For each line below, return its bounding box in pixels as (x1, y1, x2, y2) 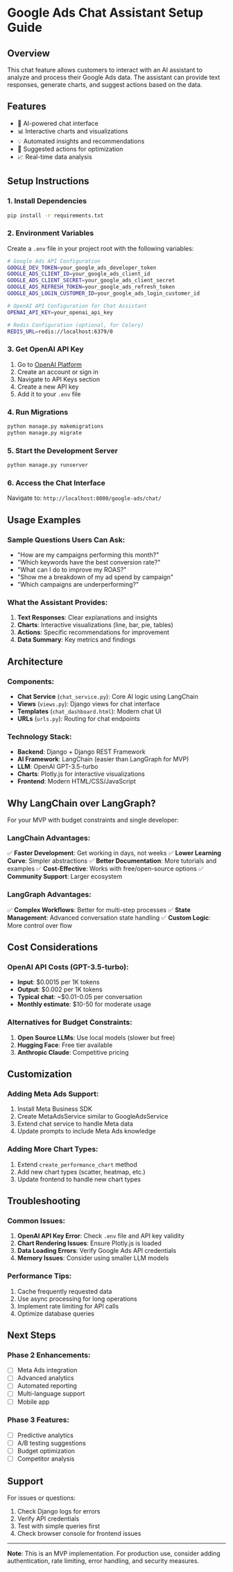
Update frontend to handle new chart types (17, 1175, 141, 1183)
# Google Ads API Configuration (7, 257, 101, 265)
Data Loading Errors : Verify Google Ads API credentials (17, 1247, 177, 1255)
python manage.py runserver (7, 462, 89, 469)
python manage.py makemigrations (7, 423, 104, 430)
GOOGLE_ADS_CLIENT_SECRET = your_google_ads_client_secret (7, 277, 175, 284)
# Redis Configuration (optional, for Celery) (7, 321, 144, 328)
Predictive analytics (17, 1431, 74, 1439)
